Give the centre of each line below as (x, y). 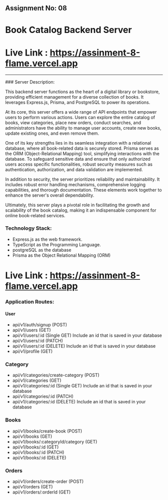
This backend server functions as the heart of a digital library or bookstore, (82, 92)
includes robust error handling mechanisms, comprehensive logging (75, 184)
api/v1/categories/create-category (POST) (56, 375)
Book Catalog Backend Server (68, 30)
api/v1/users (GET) (31, 330)
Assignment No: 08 (36, 8)
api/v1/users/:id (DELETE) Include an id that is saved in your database (84, 346)
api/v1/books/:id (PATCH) (38, 452)
